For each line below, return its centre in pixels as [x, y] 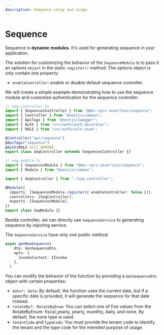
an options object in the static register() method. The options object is [78, 67]
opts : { [22, 253]
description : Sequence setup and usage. [47, 10]
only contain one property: [32, 73]
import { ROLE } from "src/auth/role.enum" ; [51, 129]
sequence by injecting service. [36, 225]
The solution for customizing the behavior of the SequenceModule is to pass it [82, 63]
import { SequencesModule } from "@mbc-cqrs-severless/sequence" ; [75, 166]
